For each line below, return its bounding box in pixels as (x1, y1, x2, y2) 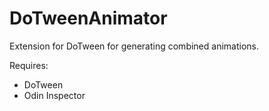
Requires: (9, 59, 49, 71)
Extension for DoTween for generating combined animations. (9, 40, 259, 52)
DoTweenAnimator (9, 7, 168, 30)
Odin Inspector (23, 89, 86, 101)
